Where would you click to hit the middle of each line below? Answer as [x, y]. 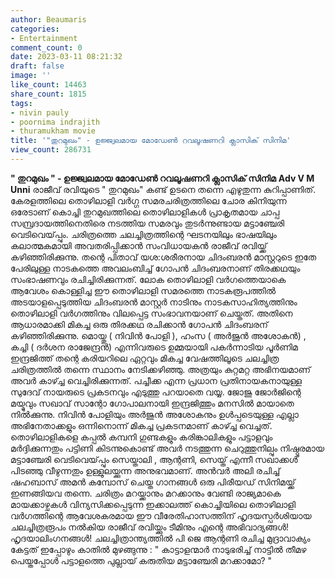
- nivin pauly [40, 112]
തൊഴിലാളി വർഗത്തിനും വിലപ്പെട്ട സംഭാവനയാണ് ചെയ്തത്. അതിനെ [151, 313]
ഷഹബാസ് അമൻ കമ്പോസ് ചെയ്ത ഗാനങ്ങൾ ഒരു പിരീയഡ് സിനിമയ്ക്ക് [153, 482]
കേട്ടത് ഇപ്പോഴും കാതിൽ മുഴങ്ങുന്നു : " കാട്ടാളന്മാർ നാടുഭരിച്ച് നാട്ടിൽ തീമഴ [158, 549]
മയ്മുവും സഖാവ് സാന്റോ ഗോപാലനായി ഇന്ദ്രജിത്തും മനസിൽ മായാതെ [152, 403]
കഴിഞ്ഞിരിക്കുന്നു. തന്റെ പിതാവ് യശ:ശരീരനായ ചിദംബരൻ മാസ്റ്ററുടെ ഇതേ [163, 257]
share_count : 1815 [48, 94]
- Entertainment [44, 38]
